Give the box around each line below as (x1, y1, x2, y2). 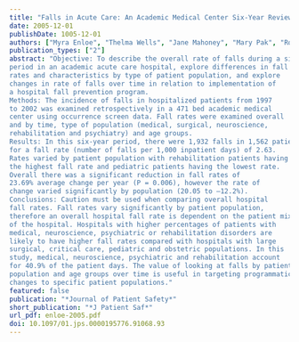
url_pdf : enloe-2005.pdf (9, 311, 101, 321)
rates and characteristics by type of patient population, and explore (9, 71, 280, 80)
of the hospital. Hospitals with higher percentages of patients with (9, 220, 277, 229)
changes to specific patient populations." (9, 278, 174, 287)
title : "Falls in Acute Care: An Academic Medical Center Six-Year (9, 12, 265, 22)
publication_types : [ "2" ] (9, 46, 105, 55)
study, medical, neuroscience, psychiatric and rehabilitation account (9, 253, 280, 263)
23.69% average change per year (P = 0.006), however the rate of (9, 179, 261, 188)
